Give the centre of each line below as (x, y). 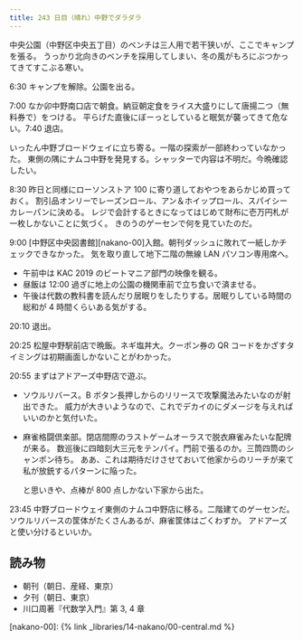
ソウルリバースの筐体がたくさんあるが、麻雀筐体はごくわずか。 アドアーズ (148, 520)
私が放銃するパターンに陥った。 (82, 470)
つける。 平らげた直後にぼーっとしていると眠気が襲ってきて (161, 117)
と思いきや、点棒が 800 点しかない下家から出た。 (115, 490)
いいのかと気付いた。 (62, 418)
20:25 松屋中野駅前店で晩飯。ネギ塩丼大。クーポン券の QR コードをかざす (148, 345)
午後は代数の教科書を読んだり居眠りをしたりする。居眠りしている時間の (157, 296)
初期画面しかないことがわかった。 (112, 356)
